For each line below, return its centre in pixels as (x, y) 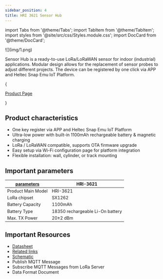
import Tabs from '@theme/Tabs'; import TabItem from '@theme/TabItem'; (80, 30)
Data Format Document (36, 272)
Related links (25, 252)
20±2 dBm (63, 218)
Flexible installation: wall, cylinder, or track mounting (65, 156)
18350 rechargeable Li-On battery (87, 211)
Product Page (19, 93)
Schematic (23, 257)
